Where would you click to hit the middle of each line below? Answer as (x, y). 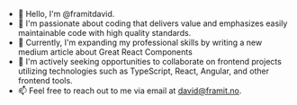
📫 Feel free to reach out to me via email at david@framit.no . (130, 91)
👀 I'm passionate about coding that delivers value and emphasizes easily (153, 23)
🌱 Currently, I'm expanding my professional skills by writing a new (140, 42)
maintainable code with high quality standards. (104, 33)
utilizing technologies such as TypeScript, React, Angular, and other (144, 71)
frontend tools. (45, 80)
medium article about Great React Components (105, 52)
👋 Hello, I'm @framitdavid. (66, 14)
